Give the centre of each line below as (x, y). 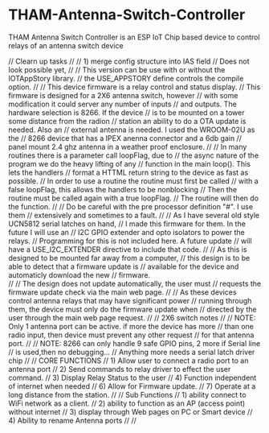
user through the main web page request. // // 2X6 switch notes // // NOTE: (132, 318)
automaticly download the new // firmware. (79, 274)
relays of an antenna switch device (66, 45)
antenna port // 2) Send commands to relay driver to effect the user (120, 369)
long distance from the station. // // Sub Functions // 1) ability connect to (127, 394)
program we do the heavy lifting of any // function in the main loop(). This (130, 163)
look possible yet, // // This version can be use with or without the (117, 69)
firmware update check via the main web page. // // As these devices (122, 292)
